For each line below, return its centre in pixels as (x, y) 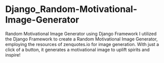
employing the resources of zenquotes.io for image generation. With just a (82, 44)
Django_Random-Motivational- (71, 9)
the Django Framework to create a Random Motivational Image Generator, (81, 39)
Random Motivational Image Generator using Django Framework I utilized (81, 33)
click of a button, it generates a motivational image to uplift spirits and (77, 49)
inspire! (13, 55)
